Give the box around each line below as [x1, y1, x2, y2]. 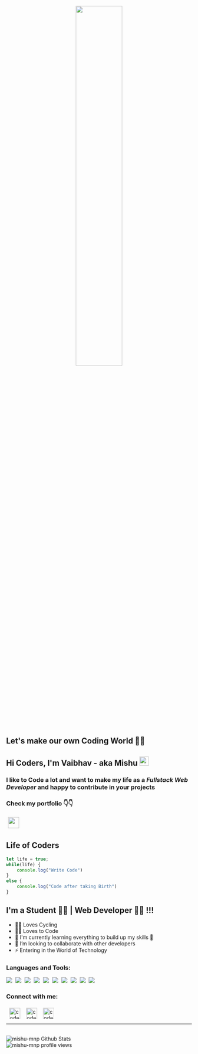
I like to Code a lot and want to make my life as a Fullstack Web [6, 775, 189, 784]
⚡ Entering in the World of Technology [14, 947, 107, 954]
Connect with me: [6, 992, 58, 1000]
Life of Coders [6, 840, 60, 850]
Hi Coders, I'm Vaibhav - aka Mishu [6, 758, 138, 768]
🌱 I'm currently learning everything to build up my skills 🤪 [14, 934, 154, 941]
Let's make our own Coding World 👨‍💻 [6, 736, 146, 746]
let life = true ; [6, 856, 49, 862]
